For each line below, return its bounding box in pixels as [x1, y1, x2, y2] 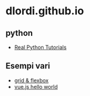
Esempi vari [5, 61, 51, 71]
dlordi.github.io [5, 4, 84, 18]
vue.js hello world [14, 83, 58, 90]
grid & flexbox [14, 76, 49, 84]
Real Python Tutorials [14, 44, 67, 51]
